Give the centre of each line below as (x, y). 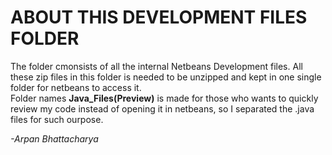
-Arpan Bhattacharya (54, 138)
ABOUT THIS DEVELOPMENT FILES (159, 17)
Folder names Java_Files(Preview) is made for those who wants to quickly (164, 98)
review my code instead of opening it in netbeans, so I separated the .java (162, 108)
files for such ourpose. (57, 119)
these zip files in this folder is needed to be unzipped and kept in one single (166, 77)
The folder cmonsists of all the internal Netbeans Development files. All (156, 66)
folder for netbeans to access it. (76, 87)
